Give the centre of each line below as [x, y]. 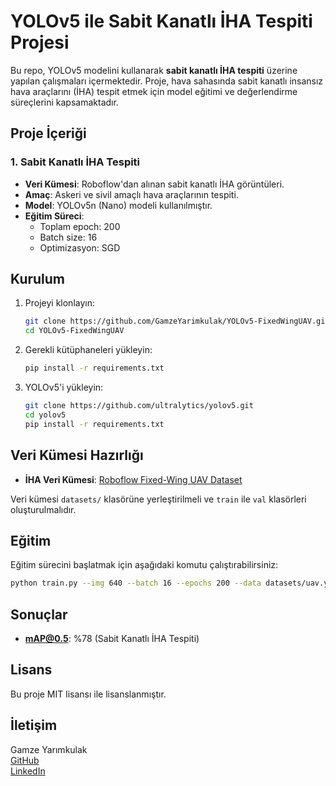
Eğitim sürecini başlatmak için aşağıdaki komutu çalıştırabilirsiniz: [144, 565]
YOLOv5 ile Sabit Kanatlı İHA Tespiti [161, 21]
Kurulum [38, 279]
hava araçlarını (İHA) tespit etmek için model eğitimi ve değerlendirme [154, 91]
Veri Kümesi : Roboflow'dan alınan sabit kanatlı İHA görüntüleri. [154, 184]
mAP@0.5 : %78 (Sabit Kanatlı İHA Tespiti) [112, 638]
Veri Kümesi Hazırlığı [77, 455]
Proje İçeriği [48, 133]
